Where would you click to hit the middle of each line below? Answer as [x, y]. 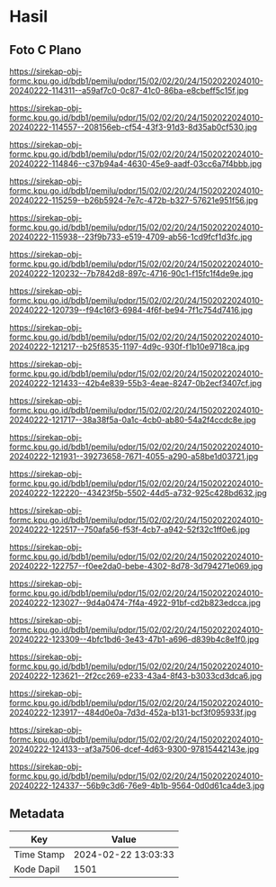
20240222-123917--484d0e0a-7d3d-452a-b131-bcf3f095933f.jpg [133, 712]
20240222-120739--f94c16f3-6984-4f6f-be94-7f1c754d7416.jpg [131, 310]
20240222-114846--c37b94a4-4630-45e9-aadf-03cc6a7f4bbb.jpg [136, 163]
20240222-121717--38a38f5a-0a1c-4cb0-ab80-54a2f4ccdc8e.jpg [133, 420]
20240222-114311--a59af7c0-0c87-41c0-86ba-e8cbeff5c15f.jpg [129, 91]
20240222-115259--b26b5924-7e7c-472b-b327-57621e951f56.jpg [134, 200]
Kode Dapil [37, 869]
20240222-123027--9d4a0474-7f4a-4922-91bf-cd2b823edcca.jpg [135, 602]
